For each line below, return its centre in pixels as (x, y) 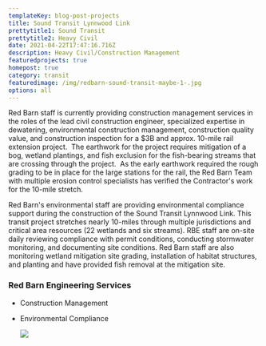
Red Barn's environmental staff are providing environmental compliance (126, 205)
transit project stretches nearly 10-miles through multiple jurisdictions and (130, 222)
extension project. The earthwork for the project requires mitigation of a (127, 147)
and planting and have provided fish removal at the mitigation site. (117, 264)
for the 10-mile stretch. (46, 190)
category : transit (39, 75)
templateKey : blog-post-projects (64, 16)
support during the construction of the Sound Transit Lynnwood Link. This (130, 214)
